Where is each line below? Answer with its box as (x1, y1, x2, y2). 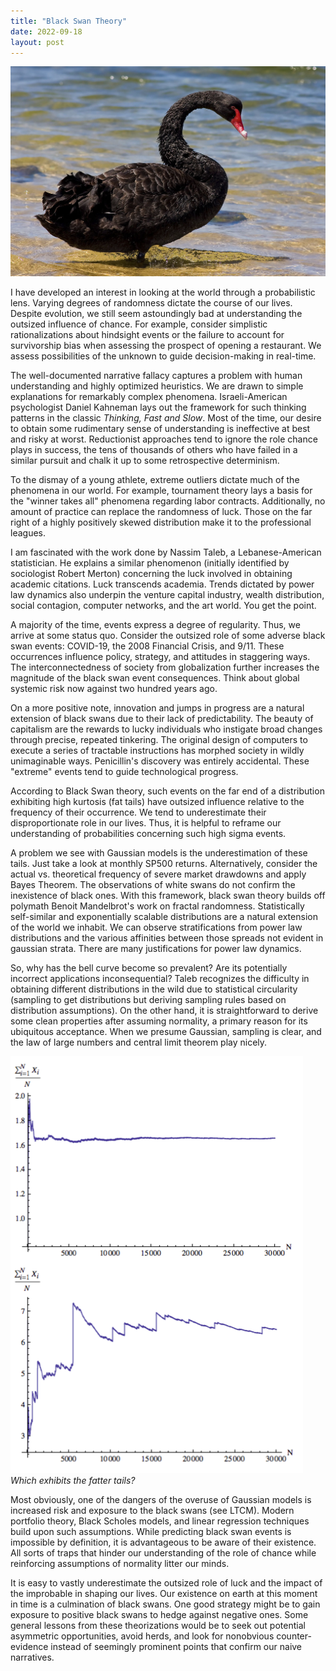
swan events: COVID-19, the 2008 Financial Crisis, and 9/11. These (10, 640, 285, 652)
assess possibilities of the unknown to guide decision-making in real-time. (10, 350, 317, 362)
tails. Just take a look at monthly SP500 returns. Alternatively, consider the (10, 857, 318, 869)
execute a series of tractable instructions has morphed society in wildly (10, 744, 305, 756)
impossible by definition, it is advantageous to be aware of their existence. (10, 1536, 317, 1548)
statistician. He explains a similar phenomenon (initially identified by (10, 556, 290, 569)
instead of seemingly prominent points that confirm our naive (50, 1640, 303, 1652)
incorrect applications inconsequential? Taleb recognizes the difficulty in (10, 972, 310, 984)
